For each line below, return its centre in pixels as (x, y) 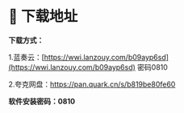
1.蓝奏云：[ (26, 57)
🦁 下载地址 (43, 16)
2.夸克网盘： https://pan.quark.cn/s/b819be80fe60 (92, 84)
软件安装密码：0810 (42, 101)
